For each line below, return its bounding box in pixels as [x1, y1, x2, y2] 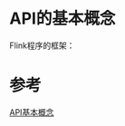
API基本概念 [9, 106, 54, 118]
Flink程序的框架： [9, 40, 75, 51]
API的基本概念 [9, 8, 116, 29]
